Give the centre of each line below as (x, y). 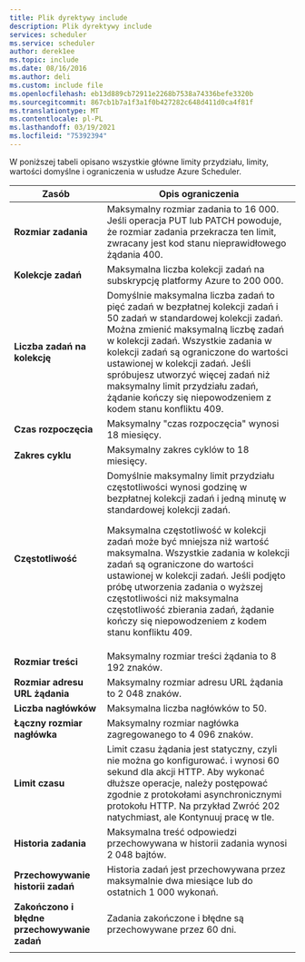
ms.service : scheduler (52, 43)
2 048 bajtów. (137, 854)
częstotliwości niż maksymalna (172, 598)
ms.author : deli (40, 77)
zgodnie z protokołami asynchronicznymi (194, 794)
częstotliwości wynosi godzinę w (177, 486)
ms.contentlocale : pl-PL (56, 119)
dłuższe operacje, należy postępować (187, 783)
